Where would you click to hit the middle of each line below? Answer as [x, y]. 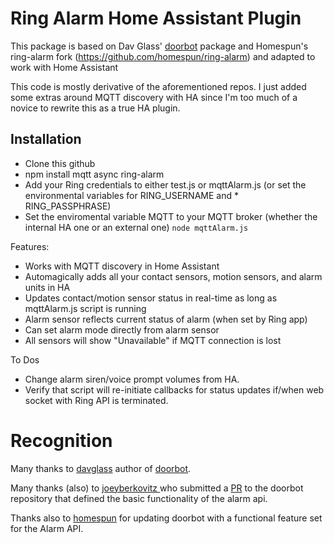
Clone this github [60, 163]
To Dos [25, 359]
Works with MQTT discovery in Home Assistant [122, 266]
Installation [46, 139]
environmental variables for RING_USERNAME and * [131, 195]
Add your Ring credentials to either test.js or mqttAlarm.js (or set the [165, 184]
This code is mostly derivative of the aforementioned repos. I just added [158, 86]
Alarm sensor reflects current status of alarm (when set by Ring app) [166, 319]
